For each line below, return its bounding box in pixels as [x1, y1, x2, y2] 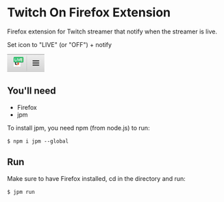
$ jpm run [7, 188, 36, 195]
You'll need [7, 85, 56, 97]
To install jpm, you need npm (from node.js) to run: [7, 124, 150, 132]
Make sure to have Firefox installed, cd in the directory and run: [7, 174, 186, 182]
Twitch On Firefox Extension [7, 5, 171, 20]
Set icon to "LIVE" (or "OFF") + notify [7, 40, 112, 48]
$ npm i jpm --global [7, 138, 69, 145]
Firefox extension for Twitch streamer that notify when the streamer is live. [7, 27, 218, 35]
